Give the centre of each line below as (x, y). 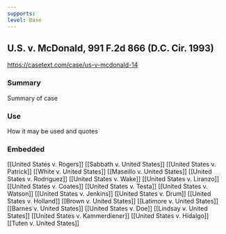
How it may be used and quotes (53, 131)
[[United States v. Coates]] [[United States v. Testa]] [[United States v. (108, 186)
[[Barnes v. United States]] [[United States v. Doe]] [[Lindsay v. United (107, 208)
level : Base (24, 20)
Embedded (26, 149)
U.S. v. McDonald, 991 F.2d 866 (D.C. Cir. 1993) (111, 48)
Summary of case (33, 98)
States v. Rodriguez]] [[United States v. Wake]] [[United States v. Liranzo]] (113, 179)
